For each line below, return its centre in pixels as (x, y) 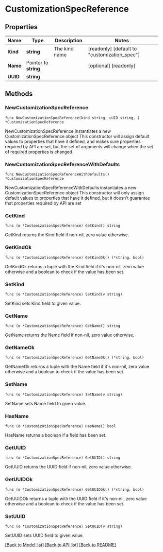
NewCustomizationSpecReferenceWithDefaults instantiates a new (71, 188)
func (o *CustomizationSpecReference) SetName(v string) (64, 395)
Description (69, 41)
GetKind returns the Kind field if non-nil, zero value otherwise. (67, 235)
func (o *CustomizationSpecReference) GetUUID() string (63, 458)
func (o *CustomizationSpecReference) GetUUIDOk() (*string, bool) (75, 489)
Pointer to (37, 63)
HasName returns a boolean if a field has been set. (56, 435)
